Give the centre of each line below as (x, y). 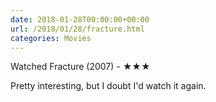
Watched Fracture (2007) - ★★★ (80, 67)
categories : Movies (51, 38)
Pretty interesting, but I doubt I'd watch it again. (108, 86)
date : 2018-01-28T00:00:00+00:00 (80, 19)
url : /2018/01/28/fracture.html (77, 29)
